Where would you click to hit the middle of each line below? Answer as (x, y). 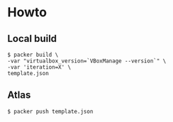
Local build (32, 39)
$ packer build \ (33, 55)
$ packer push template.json (50, 111)
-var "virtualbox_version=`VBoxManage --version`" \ (87, 61)
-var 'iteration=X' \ (39, 67)
